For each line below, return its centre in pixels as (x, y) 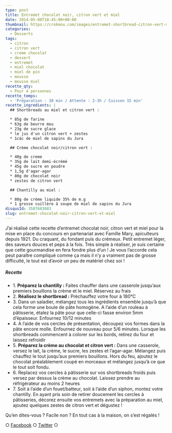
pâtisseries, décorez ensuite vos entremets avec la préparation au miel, (88, 400)
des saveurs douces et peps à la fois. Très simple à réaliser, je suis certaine (85, 244)
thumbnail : (17, 24)
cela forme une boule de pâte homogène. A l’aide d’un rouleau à (80, 307)
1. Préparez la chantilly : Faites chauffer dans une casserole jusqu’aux (87, 285)
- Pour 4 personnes (31, 91)
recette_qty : (19, 86)
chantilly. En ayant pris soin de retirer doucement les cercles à (78, 394)
